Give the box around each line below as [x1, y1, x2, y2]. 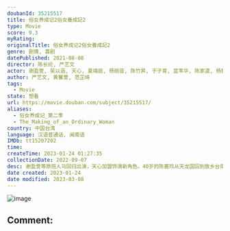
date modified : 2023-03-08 [7, 175, 84, 182]
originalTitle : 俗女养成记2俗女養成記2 [7, 42, 111, 49]
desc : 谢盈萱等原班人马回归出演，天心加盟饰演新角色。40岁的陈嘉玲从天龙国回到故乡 [7, 162, 216, 170]
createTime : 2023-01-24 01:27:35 [7, 150, 103, 158]
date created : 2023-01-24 [7, 169, 81, 176]
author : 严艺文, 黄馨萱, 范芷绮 [7, 73, 90, 81]
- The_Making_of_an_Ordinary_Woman [13, 118, 115, 125]
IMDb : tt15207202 [7, 138, 57, 145]
